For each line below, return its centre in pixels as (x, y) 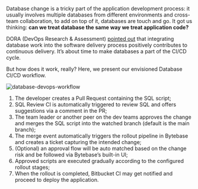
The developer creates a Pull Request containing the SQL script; (93, 98)
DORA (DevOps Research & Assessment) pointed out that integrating (90, 39)
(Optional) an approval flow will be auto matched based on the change (100, 148)
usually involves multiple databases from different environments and (90, 15)
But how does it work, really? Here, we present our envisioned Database (94, 69)
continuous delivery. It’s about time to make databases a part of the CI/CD (96, 51)
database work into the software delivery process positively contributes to (97, 45)
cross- (182, 15)
